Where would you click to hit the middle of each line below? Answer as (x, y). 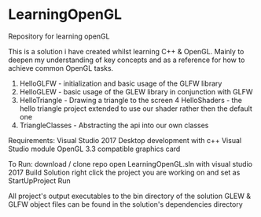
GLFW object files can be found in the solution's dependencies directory (126, 204)
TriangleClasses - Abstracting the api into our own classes (114, 125)
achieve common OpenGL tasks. (61, 68)
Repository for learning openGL (59, 36)
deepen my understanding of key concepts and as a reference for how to (127, 60)
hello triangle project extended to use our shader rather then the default (136, 108)
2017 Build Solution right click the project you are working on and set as (124, 172)
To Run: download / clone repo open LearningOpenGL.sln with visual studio (130, 164)
